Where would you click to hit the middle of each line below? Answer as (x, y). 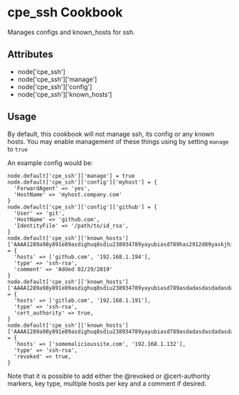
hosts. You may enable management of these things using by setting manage (118, 141)
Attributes (30, 54)
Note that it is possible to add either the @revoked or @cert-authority (109, 376)
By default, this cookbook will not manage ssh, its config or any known (111, 134)
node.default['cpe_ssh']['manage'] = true (71, 176)
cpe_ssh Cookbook (65, 12)
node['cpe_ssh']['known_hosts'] (65, 94)
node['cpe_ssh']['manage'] (57, 79)
